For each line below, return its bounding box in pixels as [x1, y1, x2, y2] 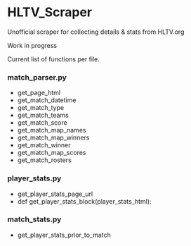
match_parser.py [7, 72, 67, 82]
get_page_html [17, 89, 61, 97]
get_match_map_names [17, 126, 86, 135]
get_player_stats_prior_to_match [17, 230, 111, 239]
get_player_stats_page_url [17, 190, 93, 198]
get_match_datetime [17, 96, 77, 104]
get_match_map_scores [17, 149, 86, 157]
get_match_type [17, 104, 65, 112]
